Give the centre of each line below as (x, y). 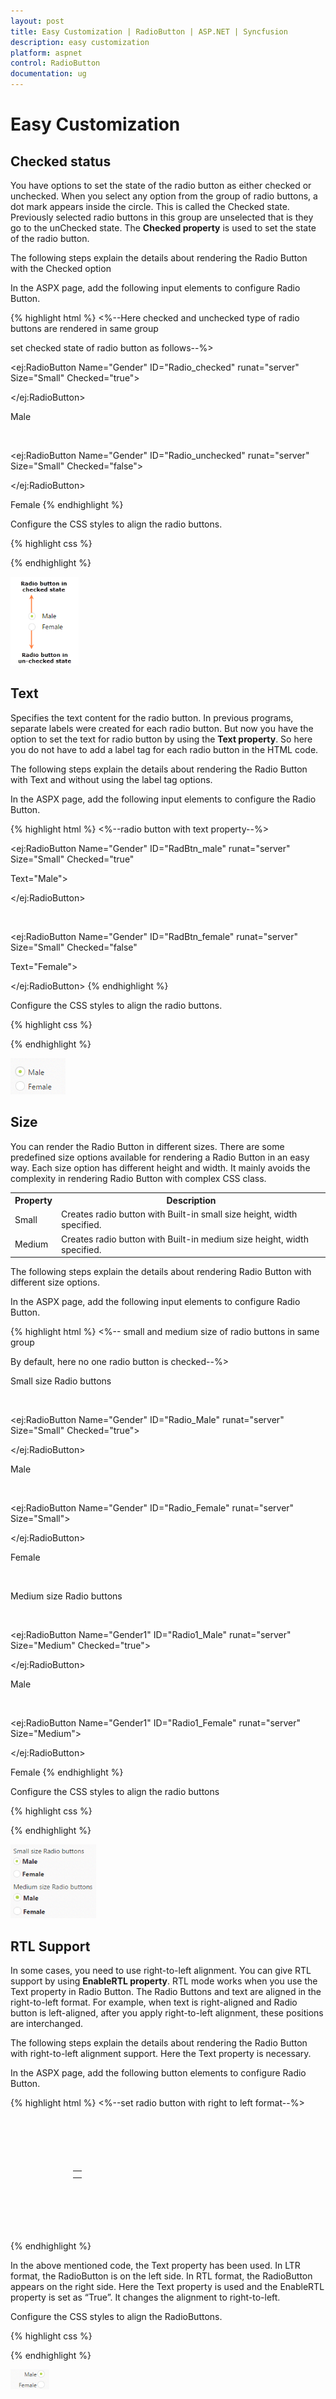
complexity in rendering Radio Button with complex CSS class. (138, 1178)
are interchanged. (47, 2023)
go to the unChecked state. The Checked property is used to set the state (163, 228)
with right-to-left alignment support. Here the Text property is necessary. (161, 2053)
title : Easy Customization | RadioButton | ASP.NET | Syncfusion (149, 31)
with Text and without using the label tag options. (111, 779)
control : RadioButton (55, 63)
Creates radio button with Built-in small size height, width (179, 1214)
